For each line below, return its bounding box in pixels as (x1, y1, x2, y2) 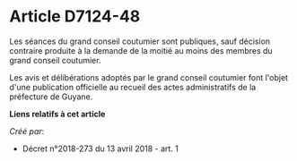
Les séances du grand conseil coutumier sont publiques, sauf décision (9, 36, 271, 47)
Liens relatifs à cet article (9, 108, 106, 119)
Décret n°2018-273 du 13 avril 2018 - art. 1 (22, 143, 179, 154)
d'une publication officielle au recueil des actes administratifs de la (9, 81, 257, 92)
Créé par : (9, 125, 45, 136)
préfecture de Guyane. (9, 91, 93, 102)
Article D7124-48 (9, 6, 141, 27)
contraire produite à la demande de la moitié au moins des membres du (9, 45, 273, 55)
